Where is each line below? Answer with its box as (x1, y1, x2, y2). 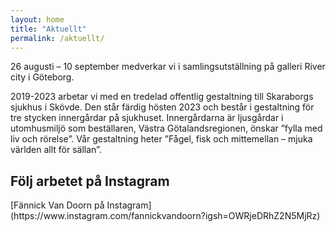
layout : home (10, 14, 65, 25)
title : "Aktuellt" (10, 24, 87, 34)
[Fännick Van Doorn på (10, 199, 105, 211)
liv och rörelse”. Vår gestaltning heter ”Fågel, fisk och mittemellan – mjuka (10, 133, 313, 145)
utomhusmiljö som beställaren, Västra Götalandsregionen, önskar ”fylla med (10, 122, 323, 135)
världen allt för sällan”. (10, 144, 102, 156)
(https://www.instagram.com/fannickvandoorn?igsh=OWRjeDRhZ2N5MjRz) (10, 210, 321, 222)
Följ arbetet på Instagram (10, 172, 170, 190)
